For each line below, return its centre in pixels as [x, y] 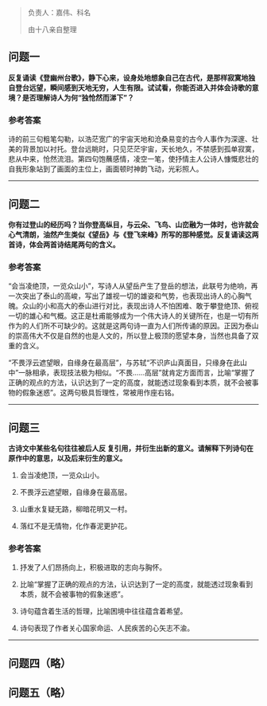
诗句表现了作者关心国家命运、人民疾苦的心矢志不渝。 [107, 628]
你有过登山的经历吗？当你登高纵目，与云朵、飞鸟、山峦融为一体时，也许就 [130, 224]
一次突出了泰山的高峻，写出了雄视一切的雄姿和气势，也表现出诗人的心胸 [126, 296]
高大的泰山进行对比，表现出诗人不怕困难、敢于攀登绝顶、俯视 [158, 306]
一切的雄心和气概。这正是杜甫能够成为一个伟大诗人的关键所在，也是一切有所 [133, 316]
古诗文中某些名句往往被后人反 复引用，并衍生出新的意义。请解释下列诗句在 [131, 449]
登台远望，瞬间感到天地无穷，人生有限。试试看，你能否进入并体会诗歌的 [133, 88]
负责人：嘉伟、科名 [59, 12]
